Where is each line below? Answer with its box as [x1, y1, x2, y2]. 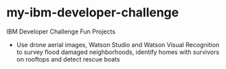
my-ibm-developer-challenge [6, 5, 179, 20]
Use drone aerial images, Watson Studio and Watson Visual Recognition [16, 40, 220, 49]
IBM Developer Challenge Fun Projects [6, 27, 116, 36]
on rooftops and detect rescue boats [16, 55, 120, 63]
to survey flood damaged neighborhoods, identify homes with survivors [16, 48, 220, 56]
